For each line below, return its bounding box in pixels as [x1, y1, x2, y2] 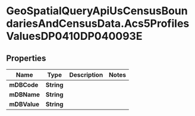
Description [69, 71, 103, 79]
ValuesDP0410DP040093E [6, 30, 143, 43]
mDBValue [9, 100, 40, 108]
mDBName [9, 90, 40, 99]
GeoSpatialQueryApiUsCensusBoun [6, 4, 188, 18]
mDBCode [9, 81, 39, 89]
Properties [6, 53, 46, 63]
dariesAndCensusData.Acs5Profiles [6, 17, 190, 30]
